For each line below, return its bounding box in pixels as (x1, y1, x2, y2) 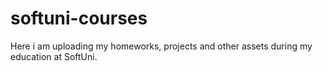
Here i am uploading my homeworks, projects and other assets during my (10, 40, 313, 52)
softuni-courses (10, 7, 148, 30)
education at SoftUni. (10, 50, 98, 62)
